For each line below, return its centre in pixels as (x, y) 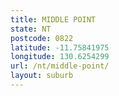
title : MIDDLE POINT (53, 19)
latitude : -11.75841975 (60, 47)
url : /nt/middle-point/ (60, 66)
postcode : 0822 (42, 38)
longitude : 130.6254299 (60, 57)
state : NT (31, 29)
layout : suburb (42, 76)
